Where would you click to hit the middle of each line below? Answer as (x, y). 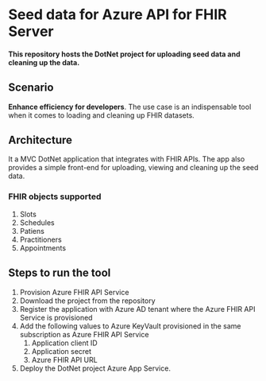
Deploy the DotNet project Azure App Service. (95, 368)
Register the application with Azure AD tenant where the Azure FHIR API (137, 309)
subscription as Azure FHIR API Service (84, 334)
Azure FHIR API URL (64, 360)
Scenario (31, 88)
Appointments (42, 247)
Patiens (32, 231)
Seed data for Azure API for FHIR (118, 15)
